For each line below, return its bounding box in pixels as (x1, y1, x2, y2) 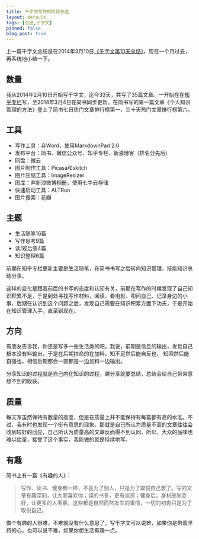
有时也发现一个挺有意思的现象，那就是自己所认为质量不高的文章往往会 (21, 421, 193, 428)
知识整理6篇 (14, 252, 44, 259)
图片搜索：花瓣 (14, 194, 52, 201)
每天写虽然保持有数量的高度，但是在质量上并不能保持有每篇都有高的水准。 (6, 414, 188, 421)
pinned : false (6, 25, 41, 31)
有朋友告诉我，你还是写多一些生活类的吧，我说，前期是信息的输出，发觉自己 (6, 343, 193, 350)
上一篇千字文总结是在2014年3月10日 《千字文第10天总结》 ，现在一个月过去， (6, 48, 191, 55)
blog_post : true (6, 31, 46, 37)
